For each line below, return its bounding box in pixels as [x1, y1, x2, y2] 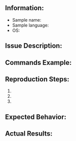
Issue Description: [5, 42, 62, 50]
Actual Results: [5, 130, 53, 138]
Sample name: [12, 17, 42, 23]
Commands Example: [5, 58, 72, 67]
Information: [5, 4, 44, 12]
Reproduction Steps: [5, 75, 70, 83]
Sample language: [12, 22, 49, 28]
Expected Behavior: [5, 113, 67, 121]
